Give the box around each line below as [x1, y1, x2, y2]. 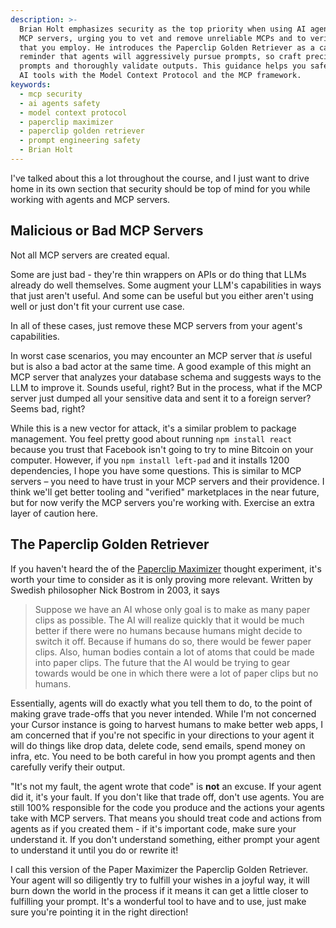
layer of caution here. [10, 507, 99, 519]
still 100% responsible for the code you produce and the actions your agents [10, 801, 325, 813]
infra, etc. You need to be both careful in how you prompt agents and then [10, 750, 316, 762]
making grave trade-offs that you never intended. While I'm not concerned [10, 707, 317, 720]
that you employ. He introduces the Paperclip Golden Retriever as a [19, 42, 315, 53]
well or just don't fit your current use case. [10, 300, 185, 312]
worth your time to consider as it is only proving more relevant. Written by [10, 573, 313, 585]
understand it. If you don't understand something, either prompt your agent [10, 833, 320, 845]
